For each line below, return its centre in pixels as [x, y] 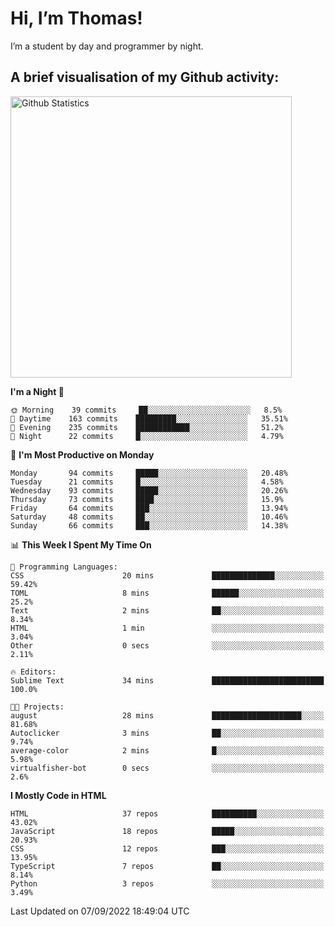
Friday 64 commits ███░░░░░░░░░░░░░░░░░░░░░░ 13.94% [149, 508]
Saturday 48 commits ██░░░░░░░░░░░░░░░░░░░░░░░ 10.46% [149, 517]
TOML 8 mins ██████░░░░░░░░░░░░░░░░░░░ [167, 593]
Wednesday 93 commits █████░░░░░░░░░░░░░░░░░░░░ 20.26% [149, 490]
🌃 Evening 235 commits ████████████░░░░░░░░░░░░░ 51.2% [147, 427]
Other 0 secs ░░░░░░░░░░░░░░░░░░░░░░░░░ [167, 645]
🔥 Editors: [33, 672]
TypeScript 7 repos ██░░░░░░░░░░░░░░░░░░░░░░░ [167, 866]
